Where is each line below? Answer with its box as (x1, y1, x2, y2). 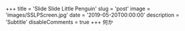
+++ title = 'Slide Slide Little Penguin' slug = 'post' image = (5, 5, 150, 12)
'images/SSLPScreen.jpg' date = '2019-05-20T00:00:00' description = (5, 11, 180, 18)
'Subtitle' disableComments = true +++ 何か (5, 18, 113, 26)
